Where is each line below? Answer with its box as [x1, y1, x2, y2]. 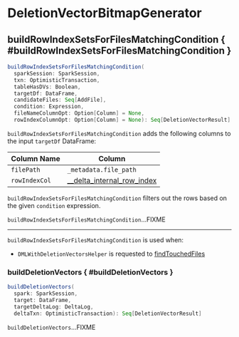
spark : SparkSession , [14, 290, 78, 297]
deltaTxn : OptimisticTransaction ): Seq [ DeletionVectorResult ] [14, 310, 202, 317]
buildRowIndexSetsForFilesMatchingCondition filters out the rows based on [7, 194, 228, 202]
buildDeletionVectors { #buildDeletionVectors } [7, 267, 174, 277]
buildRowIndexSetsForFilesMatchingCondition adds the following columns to [7, 129, 231, 138]
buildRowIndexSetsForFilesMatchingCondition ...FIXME [7, 215, 166, 224]
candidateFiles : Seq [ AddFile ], [14, 96, 107, 104]
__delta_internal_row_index [67, 175, 157, 185]
